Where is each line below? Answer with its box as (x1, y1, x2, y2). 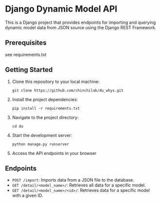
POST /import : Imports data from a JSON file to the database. (12, 177, 135, 183)
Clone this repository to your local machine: (12, 79, 100, 85)
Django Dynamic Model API (5, 3, 118, 15)
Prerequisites (5, 39, 47, 47)
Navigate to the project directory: (12, 114, 79, 120)
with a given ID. (12, 193, 43, 199)
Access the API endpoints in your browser (12, 150, 97, 156)
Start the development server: (12, 132, 72, 138)
